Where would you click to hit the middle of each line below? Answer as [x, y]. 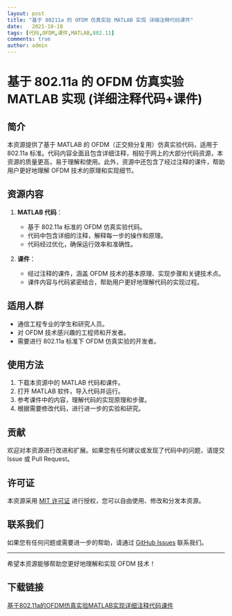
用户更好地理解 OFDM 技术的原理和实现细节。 [72, 170]
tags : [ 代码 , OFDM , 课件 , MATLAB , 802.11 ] [61, 33]
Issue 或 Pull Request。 [40, 459]
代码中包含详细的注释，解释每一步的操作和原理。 [97, 235]
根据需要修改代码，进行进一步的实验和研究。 [81, 408]
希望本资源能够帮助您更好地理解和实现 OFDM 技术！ [81, 564]
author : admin [28, 46]
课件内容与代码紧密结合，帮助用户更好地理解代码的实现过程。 [115, 282]
